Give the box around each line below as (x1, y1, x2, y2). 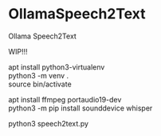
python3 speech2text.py (8, 118, 89, 128)
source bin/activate (8, 79, 72, 89)
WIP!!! (8, 46, 28, 56)
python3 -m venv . (8, 70, 69, 80)
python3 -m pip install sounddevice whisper (8, 103, 153, 113)
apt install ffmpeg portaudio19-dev (8, 94, 122, 104)
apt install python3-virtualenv (8, 62, 105, 72)
